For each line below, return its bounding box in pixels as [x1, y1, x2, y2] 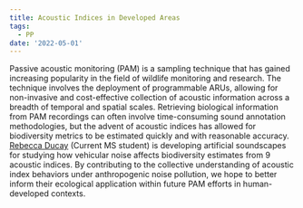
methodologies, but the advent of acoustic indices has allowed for [9, 121, 257, 132]
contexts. [51, 188, 86, 199]
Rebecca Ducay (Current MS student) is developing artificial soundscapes [9, 140, 287, 151]
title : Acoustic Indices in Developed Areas [9, 13, 181, 23]
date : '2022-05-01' [9, 38, 83, 48]
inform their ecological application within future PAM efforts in [9, 178, 241, 190]
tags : [9, 22, 30, 31]
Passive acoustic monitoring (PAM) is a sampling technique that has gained [9, 63, 290, 74]
